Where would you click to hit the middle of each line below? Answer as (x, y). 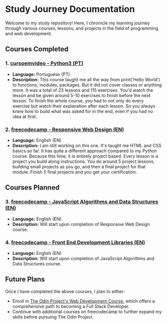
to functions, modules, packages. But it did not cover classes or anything (87, 85)
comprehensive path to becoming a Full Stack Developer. (71, 306)
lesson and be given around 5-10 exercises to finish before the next (81, 95)
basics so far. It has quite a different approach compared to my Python (85, 151)
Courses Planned (32, 188)
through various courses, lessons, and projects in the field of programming (82, 28)
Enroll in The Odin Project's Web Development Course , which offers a (83, 301)
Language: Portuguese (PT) (41, 74)
